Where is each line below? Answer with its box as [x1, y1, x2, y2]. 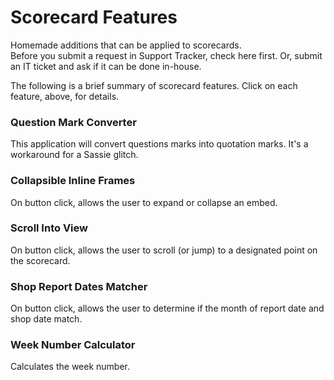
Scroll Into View [10, 221, 88, 235]
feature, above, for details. [10, 90, 120, 102]
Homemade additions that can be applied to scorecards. [10, 39, 242, 51]
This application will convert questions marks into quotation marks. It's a [10, 138, 309, 150]
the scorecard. [10, 254, 71, 266]
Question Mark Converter [10, 115, 137, 129]
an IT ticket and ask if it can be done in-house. [10, 60, 202, 72]
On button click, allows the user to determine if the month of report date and [10, 302, 325, 315]
